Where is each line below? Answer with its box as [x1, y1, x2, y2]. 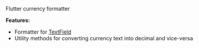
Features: [5, 17, 31, 23]
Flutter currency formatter [5, 5, 70, 12]
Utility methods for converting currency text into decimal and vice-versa [14, 35, 194, 41]
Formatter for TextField [14, 28, 72, 35]
